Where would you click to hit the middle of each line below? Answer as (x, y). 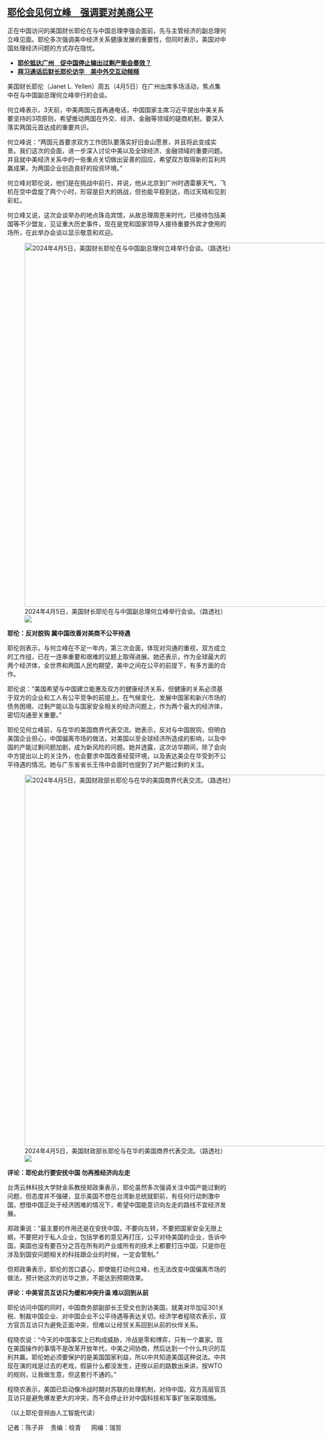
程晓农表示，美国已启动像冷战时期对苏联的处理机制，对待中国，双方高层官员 (117, 1389)
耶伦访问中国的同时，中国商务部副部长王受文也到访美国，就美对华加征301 (113, 1307)
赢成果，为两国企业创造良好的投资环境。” (65, 168)
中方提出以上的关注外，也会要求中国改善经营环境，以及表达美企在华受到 (110, 756)
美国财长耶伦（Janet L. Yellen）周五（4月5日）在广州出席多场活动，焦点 (111, 86)
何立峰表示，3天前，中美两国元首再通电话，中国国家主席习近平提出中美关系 (116, 109)
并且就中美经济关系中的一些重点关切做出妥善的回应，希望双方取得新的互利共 (117, 159)
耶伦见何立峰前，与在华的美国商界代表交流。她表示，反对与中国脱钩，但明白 (117, 729)
